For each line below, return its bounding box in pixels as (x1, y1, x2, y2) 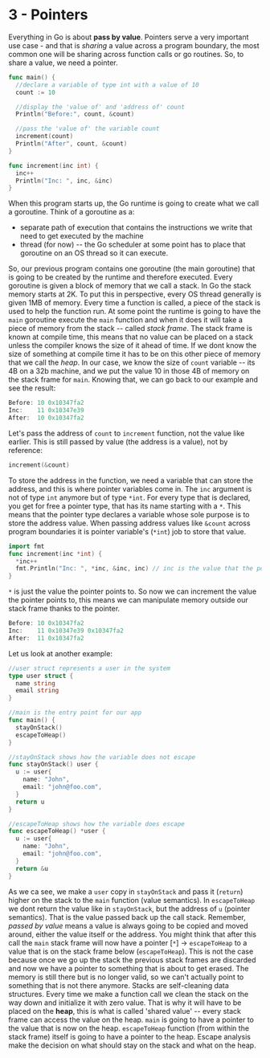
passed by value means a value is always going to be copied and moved (8, 921, 249, 930)
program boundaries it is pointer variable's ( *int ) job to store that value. (8, 526, 247, 536)
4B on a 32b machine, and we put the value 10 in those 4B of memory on (8, 366, 250, 376)
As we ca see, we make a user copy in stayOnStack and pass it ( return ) (8, 886, 243, 897)
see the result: (8, 383, 56, 393)
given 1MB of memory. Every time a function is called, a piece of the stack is (8, 298, 261, 308)
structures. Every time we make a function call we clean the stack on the (8, 989, 249, 999)
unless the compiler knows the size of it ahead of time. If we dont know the (8, 341, 257, 350)
